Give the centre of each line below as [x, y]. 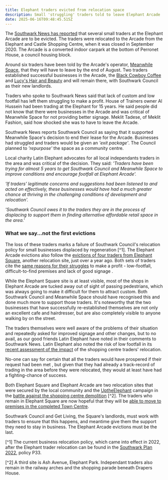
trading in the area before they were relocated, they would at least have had [83, 370]
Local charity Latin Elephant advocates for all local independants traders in [82, 158]
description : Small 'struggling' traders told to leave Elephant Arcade [83, 15]
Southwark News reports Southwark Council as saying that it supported [79, 132]
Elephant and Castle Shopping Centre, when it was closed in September [79, 44]
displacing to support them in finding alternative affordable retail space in [82, 215]
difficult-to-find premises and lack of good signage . [59, 271]
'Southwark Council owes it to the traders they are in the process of [75, 210]
